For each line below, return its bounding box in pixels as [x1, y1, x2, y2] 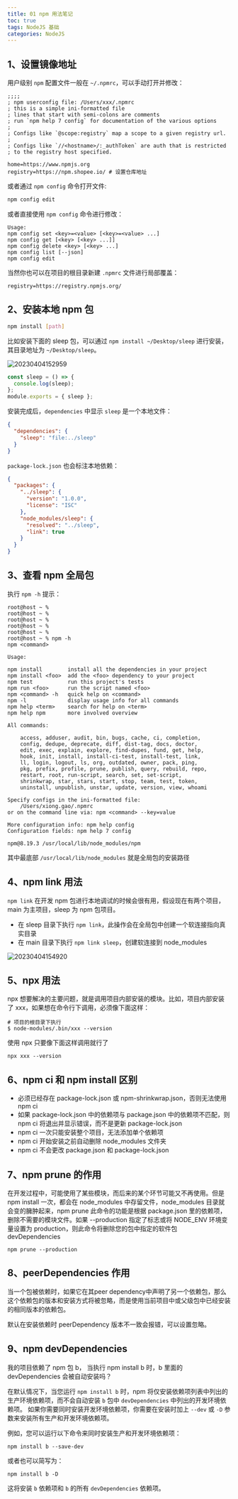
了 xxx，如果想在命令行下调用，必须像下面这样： [7, 1003, 150, 1012]
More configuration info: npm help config [7, 821, 135, 828]
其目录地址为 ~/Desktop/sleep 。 [7, 345, 101, 354]
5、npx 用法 [7, 974, 61, 987]
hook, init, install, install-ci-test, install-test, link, [20, 753, 201, 760]
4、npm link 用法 [7, 876, 83, 888]
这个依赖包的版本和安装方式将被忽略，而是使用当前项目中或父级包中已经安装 [7, 1296, 231, 1304]
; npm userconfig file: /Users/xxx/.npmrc [7, 99, 135, 107]
